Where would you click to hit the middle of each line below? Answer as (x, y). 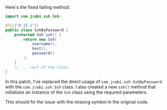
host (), (40, 49)
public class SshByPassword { (37, 30)
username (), (44, 44)
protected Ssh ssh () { (38, 34)
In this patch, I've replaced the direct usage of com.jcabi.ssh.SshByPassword (83, 81)
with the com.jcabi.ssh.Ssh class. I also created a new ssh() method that (80, 86)
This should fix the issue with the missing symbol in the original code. (77, 101)
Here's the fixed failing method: (38, 7)
